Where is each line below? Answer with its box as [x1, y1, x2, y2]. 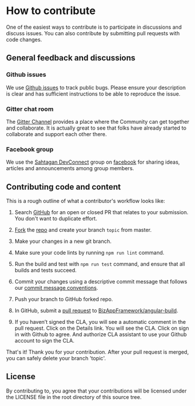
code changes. [6, 36, 42, 43]
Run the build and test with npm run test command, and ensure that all [14, 260, 186, 268]
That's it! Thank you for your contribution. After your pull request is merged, [6, 349, 189, 356]
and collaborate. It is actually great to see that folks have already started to [6, 124, 187, 131]
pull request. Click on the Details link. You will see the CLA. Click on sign [14, 324, 189, 332]
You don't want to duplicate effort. [14, 215, 98, 222]
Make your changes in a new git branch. [14, 238, 112, 245]
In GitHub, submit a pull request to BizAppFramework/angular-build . [14, 307, 179, 314]
